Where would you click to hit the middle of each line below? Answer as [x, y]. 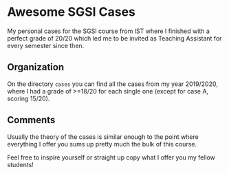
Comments [31, 120]
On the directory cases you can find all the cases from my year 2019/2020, [112, 84]
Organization [35, 67]
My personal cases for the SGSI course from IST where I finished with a [108, 31]
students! [21, 164]
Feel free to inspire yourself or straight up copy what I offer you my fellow [111, 157]
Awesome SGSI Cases [72, 12]
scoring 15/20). [29, 98]
